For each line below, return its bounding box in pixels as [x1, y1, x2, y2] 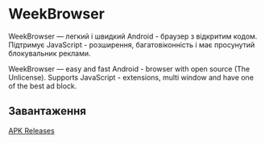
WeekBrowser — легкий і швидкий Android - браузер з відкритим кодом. [8, 31, 258, 41]
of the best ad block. [8, 81, 77, 91]
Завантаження [8, 104, 87, 118]
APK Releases [8, 125, 55, 135]
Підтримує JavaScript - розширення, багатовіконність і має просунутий [8, 39, 255, 49]
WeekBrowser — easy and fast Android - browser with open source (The [8, 63, 251, 73]
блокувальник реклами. [8, 48, 91, 58]
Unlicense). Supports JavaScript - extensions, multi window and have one [8, 72, 254, 82]
